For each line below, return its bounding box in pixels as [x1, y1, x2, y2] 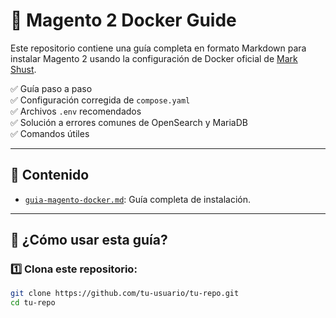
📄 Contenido [10, 167, 90, 184]
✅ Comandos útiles [10, 127, 90, 139]
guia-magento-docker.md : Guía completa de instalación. [24, 193, 251, 205]
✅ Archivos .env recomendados [10, 105, 142, 117]
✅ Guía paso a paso [10, 82, 93, 94]
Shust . [10, 63, 37, 75]
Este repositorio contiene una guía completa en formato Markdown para [10, 42, 307, 54]
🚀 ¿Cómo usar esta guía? [10, 232, 168, 249]
